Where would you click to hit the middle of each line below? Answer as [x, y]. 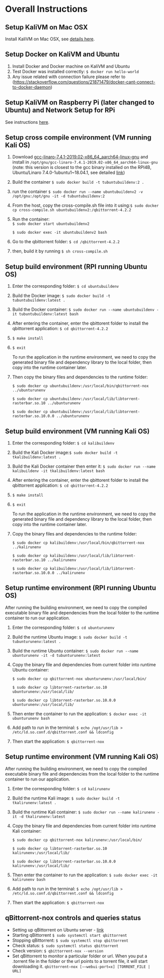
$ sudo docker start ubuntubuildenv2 [51, 224]
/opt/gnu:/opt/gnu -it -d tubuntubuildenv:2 [58, 196]
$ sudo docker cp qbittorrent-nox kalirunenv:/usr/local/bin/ [77, 840]
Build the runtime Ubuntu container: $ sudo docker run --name [75, 651]
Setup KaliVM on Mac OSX [47, 27]
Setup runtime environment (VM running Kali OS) [82, 757]
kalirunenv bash [29, 880]
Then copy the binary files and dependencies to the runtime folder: [80, 377]
